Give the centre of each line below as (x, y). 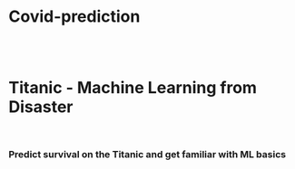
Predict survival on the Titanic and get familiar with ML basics (147, 155)
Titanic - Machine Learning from (133, 88)
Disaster (41, 107)
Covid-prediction (74, 17)
